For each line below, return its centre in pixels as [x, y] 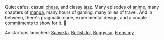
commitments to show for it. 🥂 [36, 23]
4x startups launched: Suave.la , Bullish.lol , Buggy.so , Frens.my [70, 32]
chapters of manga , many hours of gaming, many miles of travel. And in [79, 12]
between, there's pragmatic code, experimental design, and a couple [76, 18]
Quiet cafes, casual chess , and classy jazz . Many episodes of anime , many [82, 7]
